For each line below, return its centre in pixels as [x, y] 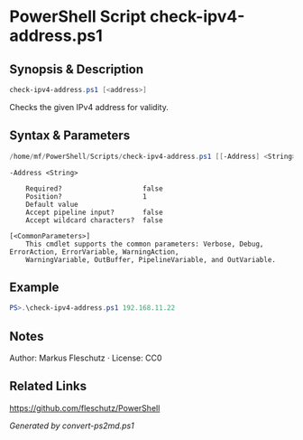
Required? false [95, 188]
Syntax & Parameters [70, 136]
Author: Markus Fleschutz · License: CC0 [86, 358]
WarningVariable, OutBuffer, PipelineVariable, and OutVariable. [151, 259]
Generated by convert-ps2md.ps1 [72, 426]
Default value [52, 204]
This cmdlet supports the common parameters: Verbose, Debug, [145, 244]
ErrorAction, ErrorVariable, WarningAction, [94, 252]
